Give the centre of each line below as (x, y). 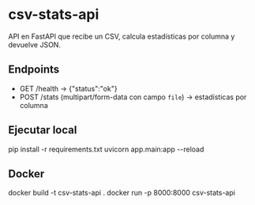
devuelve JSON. (35, 44)
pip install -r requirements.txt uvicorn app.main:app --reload (106, 149)
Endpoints (34, 70)
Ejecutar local (43, 130)
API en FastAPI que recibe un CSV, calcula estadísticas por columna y (122, 36)
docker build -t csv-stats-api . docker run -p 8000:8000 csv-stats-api (122, 193)
